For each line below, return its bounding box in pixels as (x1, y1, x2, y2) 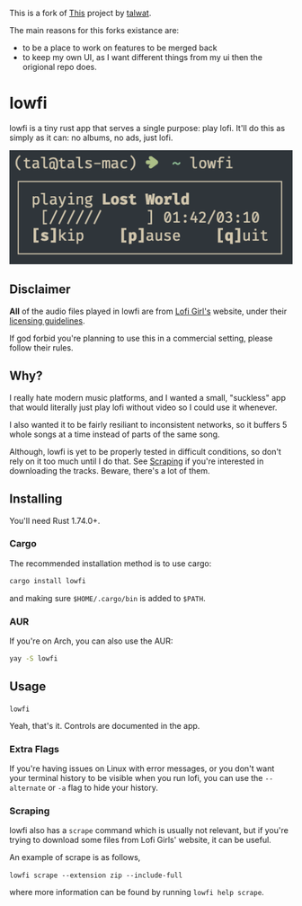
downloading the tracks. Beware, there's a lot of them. (9, 465, 210, 475)
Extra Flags (9, 742, 60, 755)
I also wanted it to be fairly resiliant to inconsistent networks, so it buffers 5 (9, 419, 288, 430)
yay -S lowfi (9, 654, 58, 663)
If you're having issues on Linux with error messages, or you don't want (9, 763, 275, 774)
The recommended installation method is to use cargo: (9, 557, 212, 569)
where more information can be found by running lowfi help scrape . (9, 887, 265, 898)
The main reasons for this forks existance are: (9, 25, 180, 35)
